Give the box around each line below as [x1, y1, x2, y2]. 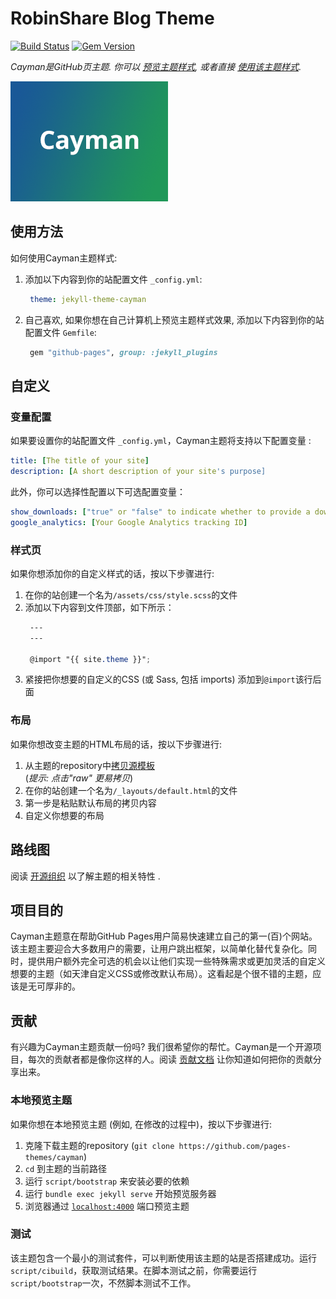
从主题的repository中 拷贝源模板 [24, 759, 155, 771]
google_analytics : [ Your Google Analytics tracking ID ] [10, 517, 248, 527]
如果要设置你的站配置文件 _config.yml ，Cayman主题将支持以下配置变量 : [10, 435, 312, 447]
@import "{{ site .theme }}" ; [29, 654, 152, 664]
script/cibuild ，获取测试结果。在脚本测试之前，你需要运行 [10, 1264, 258, 1276]
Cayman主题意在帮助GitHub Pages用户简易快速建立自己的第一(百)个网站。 [10, 930, 318, 942]
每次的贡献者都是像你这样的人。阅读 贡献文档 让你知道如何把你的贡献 [27, 1053, 313, 1066]
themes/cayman [24, 1152, 84, 1162]
